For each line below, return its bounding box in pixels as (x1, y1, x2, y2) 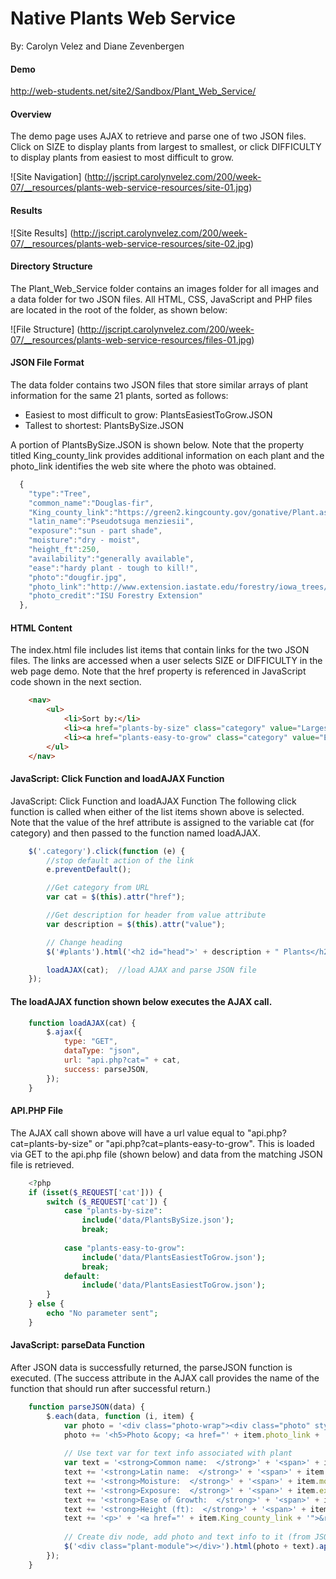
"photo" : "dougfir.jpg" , (28, 572, 128, 582)
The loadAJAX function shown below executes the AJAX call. (10, 995, 273, 1007)
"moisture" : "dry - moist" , (28, 535, 141, 546)
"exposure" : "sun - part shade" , (28, 526, 163, 536)
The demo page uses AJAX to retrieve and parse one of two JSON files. (10, 130, 307, 142)
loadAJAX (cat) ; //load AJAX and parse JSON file (46, 965, 257, 975)
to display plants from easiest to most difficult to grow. (10, 152, 235, 164)
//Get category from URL (46, 883, 150, 893)
